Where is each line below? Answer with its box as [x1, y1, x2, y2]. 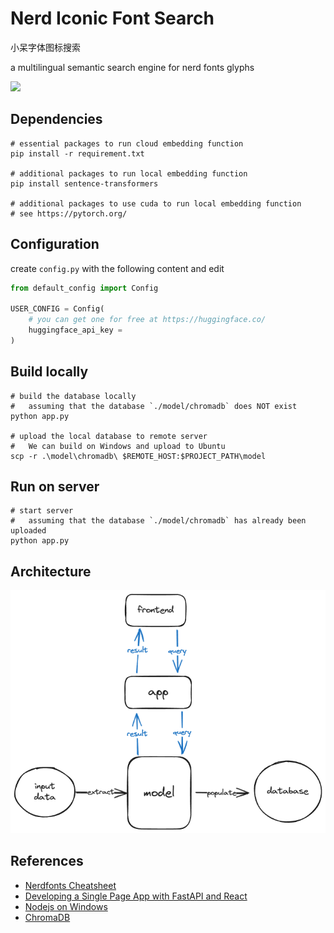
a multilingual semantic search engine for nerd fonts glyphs [10, 61, 255, 73]
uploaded [10, 526, 47, 536]
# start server [10, 506, 74, 516]
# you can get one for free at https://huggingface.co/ [28, 315, 267, 325]
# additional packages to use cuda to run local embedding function [10, 198, 302, 209]
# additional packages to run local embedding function [10, 168, 248, 179]
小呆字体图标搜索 [10, 41, 81, 53]
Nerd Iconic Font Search [10, 7, 215, 30]
